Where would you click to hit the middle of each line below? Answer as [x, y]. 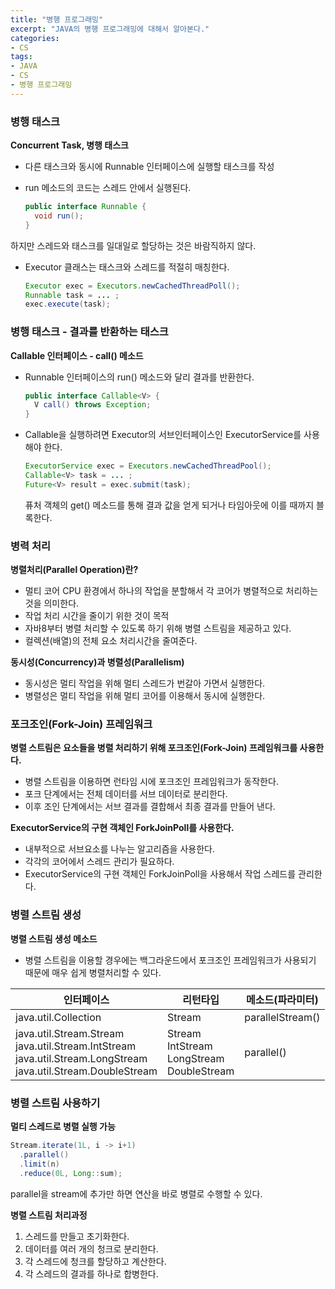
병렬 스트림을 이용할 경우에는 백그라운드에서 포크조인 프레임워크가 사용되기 [170, 960]
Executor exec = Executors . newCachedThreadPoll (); [132, 286]
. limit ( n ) [39, 1164]
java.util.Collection [58, 1017]
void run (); [59, 216]
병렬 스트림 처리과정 [49, 1215]
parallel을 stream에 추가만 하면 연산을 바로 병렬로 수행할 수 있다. [136, 1193]
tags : [21, 57]
